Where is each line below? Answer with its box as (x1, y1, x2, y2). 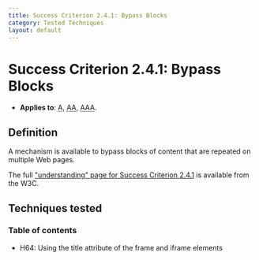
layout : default (8, 26, 62, 34)
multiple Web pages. (8, 155, 75, 165)
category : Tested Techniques (8, 19, 104, 27)
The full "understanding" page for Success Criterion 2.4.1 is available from (8, 170, 250, 180)
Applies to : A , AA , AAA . (19, 103, 97, 113)
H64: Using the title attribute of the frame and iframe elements (19, 243, 223, 252)
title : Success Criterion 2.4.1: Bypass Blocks (8, 11, 168, 20)
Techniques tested (8, 202, 103, 215)
